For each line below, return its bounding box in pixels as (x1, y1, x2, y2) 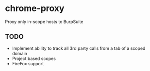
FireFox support (12, 60, 44, 66)
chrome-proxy (5, 3, 65, 14)
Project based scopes (12, 56, 56, 61)
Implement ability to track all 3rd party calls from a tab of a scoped (12, 45, 146, 51)
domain (12, 50, 28, 56)
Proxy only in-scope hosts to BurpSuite (5, 19, 83, 24)
